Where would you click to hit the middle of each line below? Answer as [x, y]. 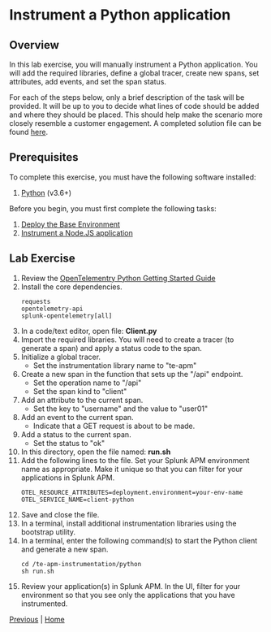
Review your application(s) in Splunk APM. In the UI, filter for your [131, 586]
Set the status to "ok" [69, 443]
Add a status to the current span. [76, 434]
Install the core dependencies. [71, 287]
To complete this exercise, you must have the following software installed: [133, 177]
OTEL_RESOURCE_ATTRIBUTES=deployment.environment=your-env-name [132, 492]
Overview [34, 45]
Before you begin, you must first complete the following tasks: [113, 208]
